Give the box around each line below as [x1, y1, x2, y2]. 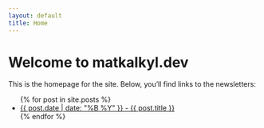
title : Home [8, 19, 48, 27]
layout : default [8, 11, 62, 20]
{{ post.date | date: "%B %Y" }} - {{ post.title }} [19, 103, 175, 113]
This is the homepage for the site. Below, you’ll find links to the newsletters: [8, 80, 257, 89]
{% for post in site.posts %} [19, 95, 112, 104]
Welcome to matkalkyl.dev [8, 53, 189, 72]
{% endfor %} [19, 112, 66, 122]
